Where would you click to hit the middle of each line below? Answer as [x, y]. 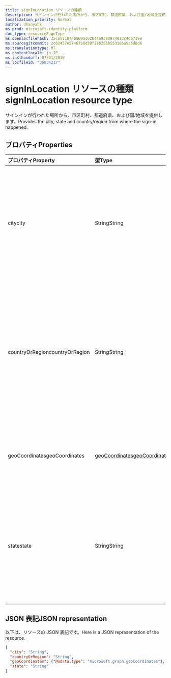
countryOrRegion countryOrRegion [49, 352]
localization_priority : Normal [38, 19]
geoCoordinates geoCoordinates [46, 456]
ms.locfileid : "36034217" [33, 62]
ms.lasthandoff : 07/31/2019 [35, 58]
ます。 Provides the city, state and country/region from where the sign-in [81, 122]
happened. [17, 127]
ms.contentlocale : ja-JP [32, 53]
